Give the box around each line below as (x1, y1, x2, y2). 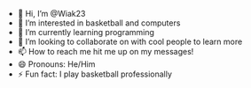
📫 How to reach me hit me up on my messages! (17, 47, 194, 56)
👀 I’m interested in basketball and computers (17, 18, 181, 28)
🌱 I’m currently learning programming (17, 27, 155, 37)
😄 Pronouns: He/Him (17, 59, 96, 70)
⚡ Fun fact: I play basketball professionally (17, 69, 173, 79)
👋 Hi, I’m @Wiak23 (17, 9, 86, 18)
